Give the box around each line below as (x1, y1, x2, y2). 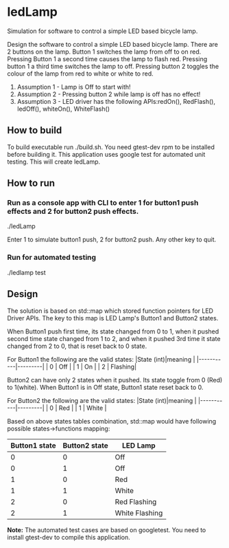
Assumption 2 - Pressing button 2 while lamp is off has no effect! (16, 90, 201, 98)
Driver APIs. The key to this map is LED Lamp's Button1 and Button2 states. (7, 314, 219, 322)
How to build (7, 124, 62, 136)
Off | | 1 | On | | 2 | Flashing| (58, 362, 137, 371)
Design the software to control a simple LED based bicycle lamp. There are (7, 40, 218, 48)
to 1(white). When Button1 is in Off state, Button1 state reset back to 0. (7, 383, 204, 391)
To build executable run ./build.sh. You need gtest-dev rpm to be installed (7, 142, 215, 151)
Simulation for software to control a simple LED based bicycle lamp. (7, 27, 198, 35)
